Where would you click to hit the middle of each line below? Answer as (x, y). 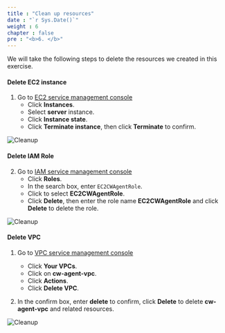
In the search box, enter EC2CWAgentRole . (85, 186)
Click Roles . (45, 179)
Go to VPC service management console (75, 252)
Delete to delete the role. (63, 208)
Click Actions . (48, 280)
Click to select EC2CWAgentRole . (76, 193)
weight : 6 (23, 26)
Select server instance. (61, 112)
